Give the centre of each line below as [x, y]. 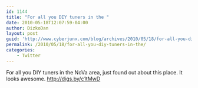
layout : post [22, 34]
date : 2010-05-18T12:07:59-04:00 [47, 22]
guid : [13, 39]
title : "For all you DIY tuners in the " [58, 17]
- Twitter [29, 56]
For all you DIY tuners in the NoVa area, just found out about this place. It [94, 72]
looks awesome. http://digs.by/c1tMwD [53, 79]
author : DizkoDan [27, 28]
